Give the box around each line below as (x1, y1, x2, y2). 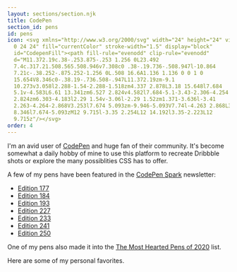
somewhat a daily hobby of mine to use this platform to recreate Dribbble (7, 149, 220, 158)
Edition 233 (17, 213, 51, 223)
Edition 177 (17, 184, 49, 192)
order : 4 (7, 122, 33, 129)
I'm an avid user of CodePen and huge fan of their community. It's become (7, 141, 224, 150)
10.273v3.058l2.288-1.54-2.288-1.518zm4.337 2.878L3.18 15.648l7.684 (13, 83, 222, 90)
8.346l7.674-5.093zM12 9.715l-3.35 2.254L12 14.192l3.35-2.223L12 (13, 109, 213, 116)
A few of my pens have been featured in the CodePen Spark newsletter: (7, 170, 217, 179)
